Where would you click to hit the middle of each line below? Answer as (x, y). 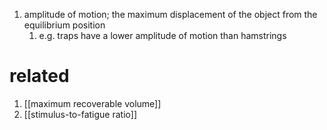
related (39, 76)
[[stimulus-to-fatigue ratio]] (80, 114)
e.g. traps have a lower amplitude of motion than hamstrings (162, 35)
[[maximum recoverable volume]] (92, 103)
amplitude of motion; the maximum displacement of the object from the (170, 14)
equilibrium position (64, 25)
